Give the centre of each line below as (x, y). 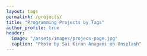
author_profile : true (33, 28)
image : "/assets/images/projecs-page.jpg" (65, 38)
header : (16, 33)
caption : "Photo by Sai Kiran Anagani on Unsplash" (77, 44)
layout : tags (22, 11)
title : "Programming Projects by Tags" (55, 22)
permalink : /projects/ (34, 17)
